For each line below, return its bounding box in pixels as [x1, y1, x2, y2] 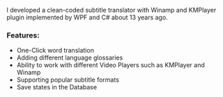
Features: [6, 30, 40, 40]
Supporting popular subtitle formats [16, 76, 120, 84]
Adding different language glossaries [16, 53, 123, 62]
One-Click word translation [16, 46, 95, 55]
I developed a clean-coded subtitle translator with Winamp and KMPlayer [6, 6, 217, 14]
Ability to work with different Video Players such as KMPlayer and [16, 61, 205, 69]
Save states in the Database [16, 83, 98, 91]
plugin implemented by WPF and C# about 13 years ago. [6, 13, 168, 21]
